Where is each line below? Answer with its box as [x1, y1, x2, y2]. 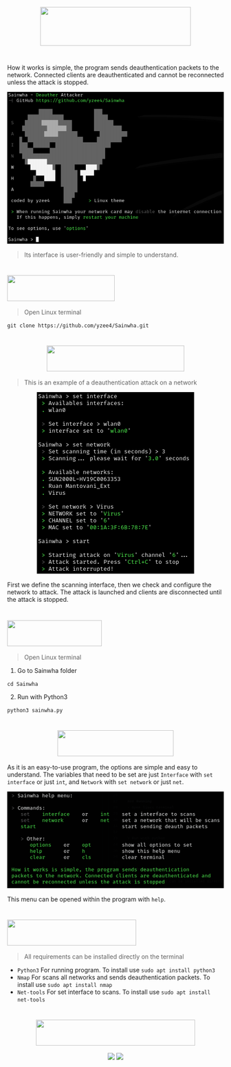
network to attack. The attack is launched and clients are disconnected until [7, 588, 222, 596]
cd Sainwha [7, 681, 38, 687]
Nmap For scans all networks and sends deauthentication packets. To [16, 973, 211, 981]
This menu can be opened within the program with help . [7, 894, 166, 903]
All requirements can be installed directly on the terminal [23, 952, 184, 961]
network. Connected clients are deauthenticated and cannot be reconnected [7, 71, 225, 79]
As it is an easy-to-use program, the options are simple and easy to [7, 763, 198, 771]
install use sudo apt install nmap [16, 980, 113, 988]
